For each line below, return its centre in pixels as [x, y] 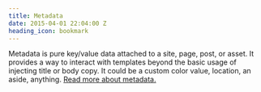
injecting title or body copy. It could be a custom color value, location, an [130, 71]
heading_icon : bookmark [49, 31]
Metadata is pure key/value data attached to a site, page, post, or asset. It [131, 54]
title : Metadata [36, 16]
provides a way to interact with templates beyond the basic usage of [122, 62]
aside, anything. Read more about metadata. [82, 79]
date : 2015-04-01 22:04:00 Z [58, 23]
